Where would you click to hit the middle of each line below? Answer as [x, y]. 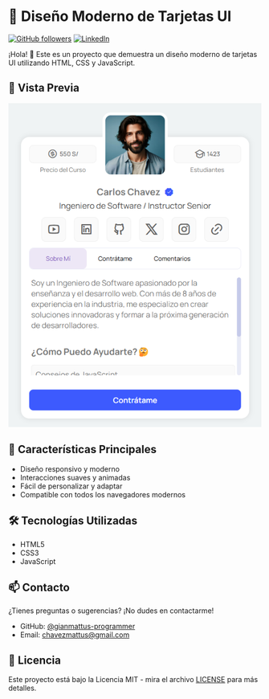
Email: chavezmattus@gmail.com [75, 635]
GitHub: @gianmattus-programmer [77, 627]
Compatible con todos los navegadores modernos [103, 494]
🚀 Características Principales [82, 450]
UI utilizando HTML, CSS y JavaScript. [72, 63]
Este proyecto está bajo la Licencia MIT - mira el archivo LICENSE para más [133, 680]
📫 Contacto [39, 587]
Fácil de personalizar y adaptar [71, 486]
